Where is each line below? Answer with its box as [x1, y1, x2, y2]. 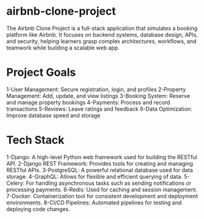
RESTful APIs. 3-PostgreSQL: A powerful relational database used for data [6, 166, 194, 174]
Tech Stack [6, 133, 65, 147]
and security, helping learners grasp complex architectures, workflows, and [6, 37, 197, 45]
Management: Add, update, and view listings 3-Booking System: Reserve [6, 92, 191, 99]
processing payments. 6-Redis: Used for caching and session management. [6, 185, 197, 193]
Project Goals [6, 65, 76, 80]
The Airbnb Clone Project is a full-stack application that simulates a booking [6, 24, 198, 32]
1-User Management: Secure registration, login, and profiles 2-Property [6, 86, 186, 93]
